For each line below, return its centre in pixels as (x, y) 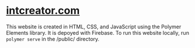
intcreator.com (43, 11)
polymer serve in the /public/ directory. (53, 39)
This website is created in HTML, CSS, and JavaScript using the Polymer (94, 27)
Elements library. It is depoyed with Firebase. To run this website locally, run (97, 32)
